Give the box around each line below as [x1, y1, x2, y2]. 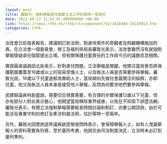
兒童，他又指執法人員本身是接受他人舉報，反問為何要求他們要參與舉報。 [5, 81, 153, 87]
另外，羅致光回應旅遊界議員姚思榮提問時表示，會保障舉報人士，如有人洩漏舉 [5, 121, 162, 127]
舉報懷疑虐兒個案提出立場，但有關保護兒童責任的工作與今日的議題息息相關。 [5, 53, 162, 59]
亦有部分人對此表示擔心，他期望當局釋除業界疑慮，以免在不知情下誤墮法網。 [5, 98, 162, 104]
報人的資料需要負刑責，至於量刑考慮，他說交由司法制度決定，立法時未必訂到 [5, 128, 162, 134]
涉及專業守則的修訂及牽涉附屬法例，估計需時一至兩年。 [9, 111, 123, 117]
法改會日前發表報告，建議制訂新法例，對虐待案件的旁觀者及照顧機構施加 [5, 40, 153, 46]
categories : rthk [5, 26, 41, 31]
